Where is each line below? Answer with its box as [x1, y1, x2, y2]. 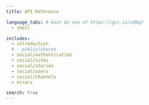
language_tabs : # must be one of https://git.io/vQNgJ [6, 19, 144, 25]
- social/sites [11, 57, 49, 63]
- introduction [11, 41, 49, 47]
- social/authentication [11, 52, 72, 58]
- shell [11, 25, 31, 31]
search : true [6, 90, 38, 96]
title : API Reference [6, 8, 59, 15]
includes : [6, 35, 31, 41]
